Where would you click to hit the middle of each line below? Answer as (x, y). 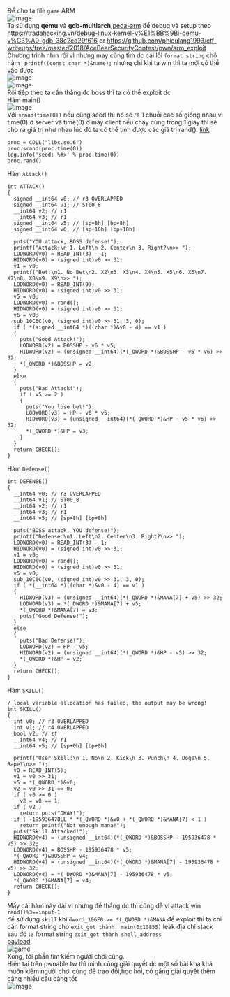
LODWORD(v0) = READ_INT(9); (54, 285)
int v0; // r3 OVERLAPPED (51, 722)
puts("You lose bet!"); (60, 407)
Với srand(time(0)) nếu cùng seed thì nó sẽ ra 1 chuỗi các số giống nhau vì (115, 115)
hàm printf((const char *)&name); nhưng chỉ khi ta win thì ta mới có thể (113, 63)
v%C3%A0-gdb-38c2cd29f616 (53, 41)
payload (19, 941)
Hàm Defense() (29, 469)
